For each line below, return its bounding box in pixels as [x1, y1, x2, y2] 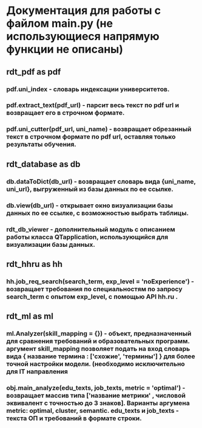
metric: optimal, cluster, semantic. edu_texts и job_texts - [6, 407, 179, 415]
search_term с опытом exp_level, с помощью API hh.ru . [6, 292, 178, 301]
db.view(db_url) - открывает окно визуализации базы [6, 201, 173, 210]
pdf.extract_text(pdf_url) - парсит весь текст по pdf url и [6, 101, 180, 109]
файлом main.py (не [6, 16, 113, 30]
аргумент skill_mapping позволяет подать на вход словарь [6, 345, 190, 353]
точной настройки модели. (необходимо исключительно [6, 360, 185, 368]
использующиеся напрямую [6, 30, 160, 43]
